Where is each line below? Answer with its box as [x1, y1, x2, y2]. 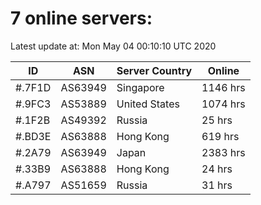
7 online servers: [10, 7, 153, 30]
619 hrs [201, 129, 240, 143]
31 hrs [201, 178, 233, 192]
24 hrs [201, 162, 233, 176]
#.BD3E [15, 129, 52, 143]
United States [116, 97, 180, 111]
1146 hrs [201, 80, 246, 94]
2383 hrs [201, 145, 246, 159]
